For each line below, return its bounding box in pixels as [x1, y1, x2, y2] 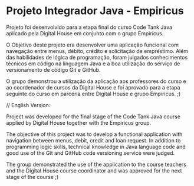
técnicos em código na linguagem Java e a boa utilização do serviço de [6, 60, 180, 67]
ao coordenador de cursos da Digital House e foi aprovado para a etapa [6, 84, 181, 91]
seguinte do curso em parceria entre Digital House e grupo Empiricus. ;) [6, 90, 181, 97]
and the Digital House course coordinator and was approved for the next [6, 167, 182, 174]
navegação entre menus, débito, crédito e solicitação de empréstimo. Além [6, 47, 189, 54]
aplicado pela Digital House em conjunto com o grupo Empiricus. [6, 29, 164, 36]
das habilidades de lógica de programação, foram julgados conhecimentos [6, 54, 188, 61]
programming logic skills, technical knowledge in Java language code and [6, 143, 186, 150]
